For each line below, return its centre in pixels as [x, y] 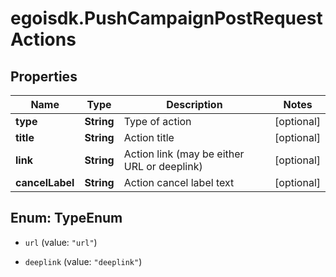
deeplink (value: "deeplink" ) [83, 261]
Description [194, 104]
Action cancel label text [179, 182]
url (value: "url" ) [61, 242]
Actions [43, 39]
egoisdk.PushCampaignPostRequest [166, 18]
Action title [149, 137]
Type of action [157, 121]
